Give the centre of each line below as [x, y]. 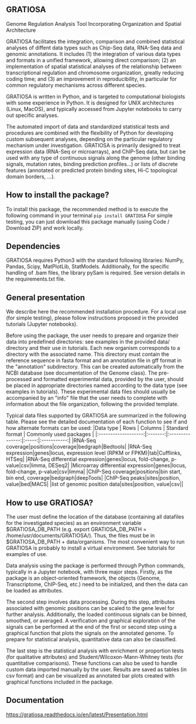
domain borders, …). [31, 176]
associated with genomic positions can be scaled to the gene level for [90, 608]
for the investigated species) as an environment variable [74, 523]
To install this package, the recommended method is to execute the [87, 209]
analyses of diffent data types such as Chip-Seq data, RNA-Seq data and [94, 48]
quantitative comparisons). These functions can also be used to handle [92, 664]
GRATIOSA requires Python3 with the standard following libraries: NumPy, [95, 260]
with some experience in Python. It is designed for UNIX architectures [90, 103]
